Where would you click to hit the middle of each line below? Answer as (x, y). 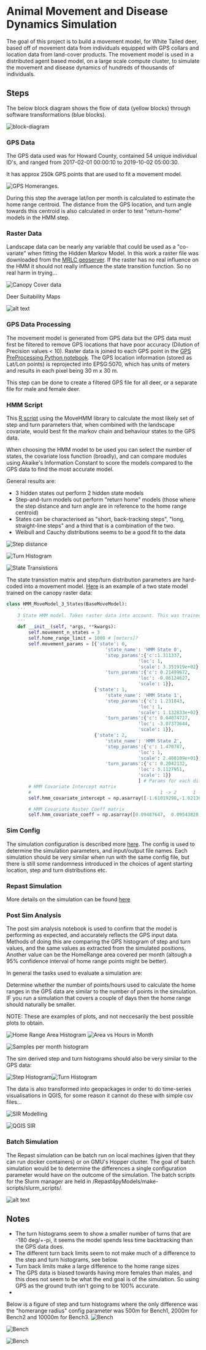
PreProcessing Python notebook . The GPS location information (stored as (99, 357)
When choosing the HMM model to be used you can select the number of (99, 449)
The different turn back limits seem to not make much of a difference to (105, 1253)
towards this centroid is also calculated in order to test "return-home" (94, 211)
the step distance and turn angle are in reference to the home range (101, 506)
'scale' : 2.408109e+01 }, (170, 758)
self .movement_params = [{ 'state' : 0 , (78, 644)
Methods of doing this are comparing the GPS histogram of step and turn (99, 942)
